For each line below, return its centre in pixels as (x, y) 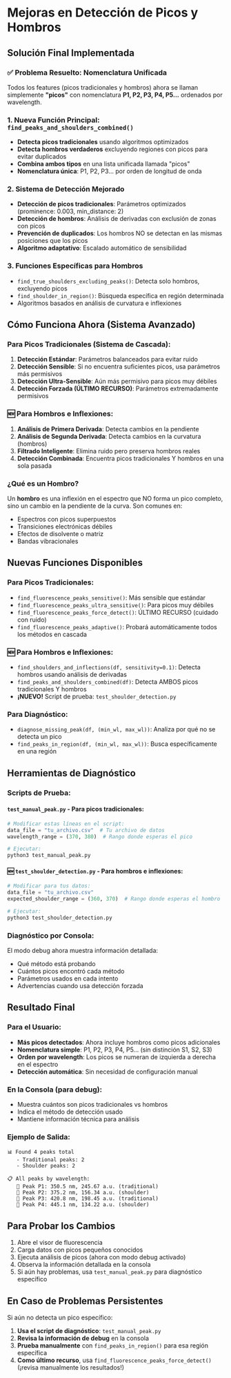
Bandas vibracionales (48, 541)
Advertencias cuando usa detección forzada (80, 986)
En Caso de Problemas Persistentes (85, 1301)
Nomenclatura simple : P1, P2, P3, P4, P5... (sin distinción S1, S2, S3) (114, 1050)
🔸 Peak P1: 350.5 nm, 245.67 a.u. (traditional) (87, 1187)
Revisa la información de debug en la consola (83, 1338)
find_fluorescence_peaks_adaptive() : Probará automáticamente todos (117, 627)
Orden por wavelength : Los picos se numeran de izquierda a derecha (116, 1056)
